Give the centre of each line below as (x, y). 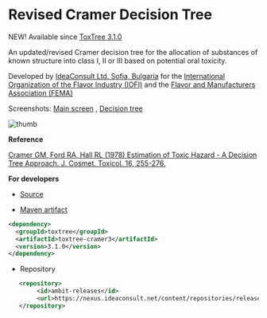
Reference (26, 139)
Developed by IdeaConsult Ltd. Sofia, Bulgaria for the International (116, 76)
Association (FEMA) (41, 92)
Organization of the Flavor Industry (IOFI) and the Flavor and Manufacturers (132, 84)
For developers (34, 179)
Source (31, 194)
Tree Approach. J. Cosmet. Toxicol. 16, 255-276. (87, 163)
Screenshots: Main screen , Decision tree (75, 108)
